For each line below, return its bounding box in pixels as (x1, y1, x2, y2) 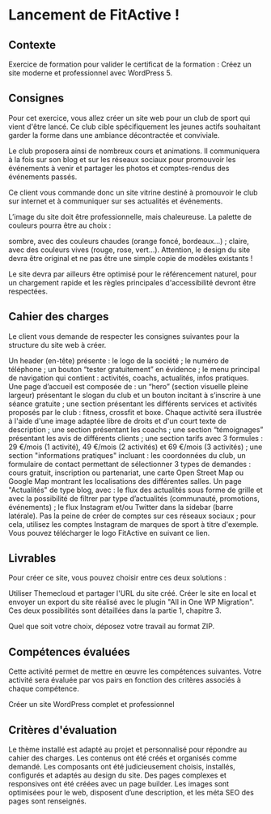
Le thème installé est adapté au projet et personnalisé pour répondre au (8, 744, 248, 755)
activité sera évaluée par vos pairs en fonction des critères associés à (8, 675, 241, 685)
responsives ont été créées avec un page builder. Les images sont (8, 779, 229, 789)
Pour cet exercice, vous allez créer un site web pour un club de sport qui (8, 113, 251, 122)
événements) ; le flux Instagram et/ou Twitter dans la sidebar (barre (8, 502, 234, 512)
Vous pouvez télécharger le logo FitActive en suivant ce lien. (8, 528, 210, 538)
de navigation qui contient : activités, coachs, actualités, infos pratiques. (8, 373, 249, 383)
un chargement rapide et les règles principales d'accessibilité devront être (8, 277, 256, 287)
